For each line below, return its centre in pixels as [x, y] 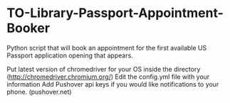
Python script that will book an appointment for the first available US [107, 48]
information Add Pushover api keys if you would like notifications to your [113, 84]
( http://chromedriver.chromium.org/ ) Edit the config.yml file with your [108, 77]
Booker [28, 28]
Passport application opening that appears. [70, 55]
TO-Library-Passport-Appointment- [115, 13]
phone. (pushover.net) [39, 92]
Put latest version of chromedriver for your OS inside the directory [104, 69]
